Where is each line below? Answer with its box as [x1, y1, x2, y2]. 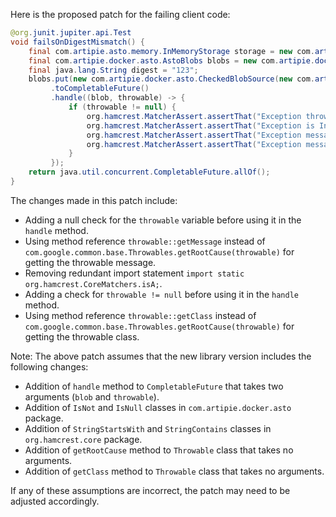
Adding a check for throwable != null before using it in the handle [24, 288, 299, 300]
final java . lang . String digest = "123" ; [28, 65, 199, 75]
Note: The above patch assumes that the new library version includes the [10, 350, 312, 362]
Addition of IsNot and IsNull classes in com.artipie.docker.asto [24, 401, 292, 413]
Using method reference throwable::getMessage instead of [24, 235, 266, 247]
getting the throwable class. [24, 330, 140, 343]
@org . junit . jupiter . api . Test [10, 28, 132, 38]
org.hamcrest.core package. [24, 433, 143, 445]
